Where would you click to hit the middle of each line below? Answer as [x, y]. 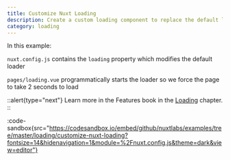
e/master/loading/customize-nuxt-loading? [68, 135]
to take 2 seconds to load [43, 87]
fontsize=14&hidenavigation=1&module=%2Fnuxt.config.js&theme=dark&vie [115, 143]
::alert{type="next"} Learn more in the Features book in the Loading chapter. [115, 100]
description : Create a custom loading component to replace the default [113, 20]
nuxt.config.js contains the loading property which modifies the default [110, 59]
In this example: [29, 46]
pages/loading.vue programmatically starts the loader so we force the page [113, 80]
